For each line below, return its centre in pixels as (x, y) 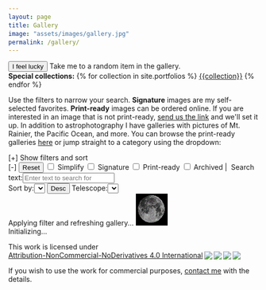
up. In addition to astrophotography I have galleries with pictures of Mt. (124, 125)
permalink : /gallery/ (44, 42)
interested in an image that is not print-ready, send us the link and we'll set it (133, 117)
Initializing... (28, 232)
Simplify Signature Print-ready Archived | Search (156, 167)
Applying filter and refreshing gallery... (71, 223)
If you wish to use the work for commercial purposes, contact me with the (129, 271)
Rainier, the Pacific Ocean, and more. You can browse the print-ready (122, 134)
